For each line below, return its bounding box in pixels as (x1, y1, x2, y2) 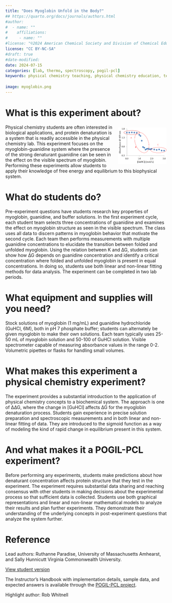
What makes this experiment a (5, 365, 138, 377)
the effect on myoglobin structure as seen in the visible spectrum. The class (5, 224, 165, 231)
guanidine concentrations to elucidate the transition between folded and (5, 241, 158, 247)
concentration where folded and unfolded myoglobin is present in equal (5, 257, 156, 263)
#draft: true (5, 51, 33, 57)
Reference (5, 534, 50, 545)
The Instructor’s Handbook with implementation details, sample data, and (5, 576, 160, 582)
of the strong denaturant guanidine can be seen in (5, 151, 111, 157)
